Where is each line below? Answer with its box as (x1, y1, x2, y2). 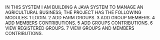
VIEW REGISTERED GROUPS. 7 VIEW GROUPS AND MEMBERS (5, 25, 134, 31)
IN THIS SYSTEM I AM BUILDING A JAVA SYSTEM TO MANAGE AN (5, 4, 143, 10)
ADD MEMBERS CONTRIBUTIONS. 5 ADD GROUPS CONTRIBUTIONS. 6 (5, 20, 153, 26)
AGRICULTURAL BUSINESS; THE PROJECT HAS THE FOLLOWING (5, 9, 141, 15)
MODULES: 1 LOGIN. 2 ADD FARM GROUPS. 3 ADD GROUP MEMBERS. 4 (5, 15, 155, 20)
